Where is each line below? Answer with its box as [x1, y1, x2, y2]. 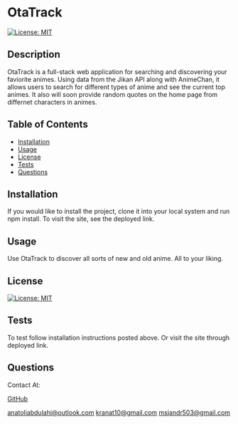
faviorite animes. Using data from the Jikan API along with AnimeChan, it [7, 75, 220, 83]
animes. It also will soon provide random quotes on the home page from [7, 90, 218, 98]
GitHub [7, 394, 28, 403]
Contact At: [7, 381, 40, 389]
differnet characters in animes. [7, 98, 97, 106]
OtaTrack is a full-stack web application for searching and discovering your [7, 67, 227, 76]
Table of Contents [7, 118, 89, 130]
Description [7, 48, 60, 61]
